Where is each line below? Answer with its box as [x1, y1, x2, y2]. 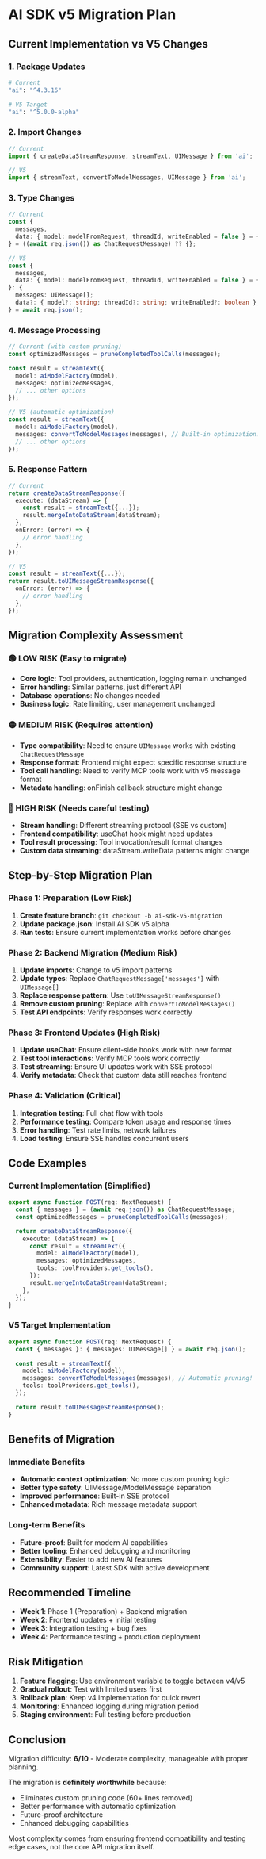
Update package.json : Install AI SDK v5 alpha [19, 918, 170, 929]
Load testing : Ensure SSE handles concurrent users [19, 1133, 189, 1143]
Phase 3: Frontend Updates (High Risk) [8, 1027, 161, 1038]
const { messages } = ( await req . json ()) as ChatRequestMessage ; [15, 1205, 236, 1214]
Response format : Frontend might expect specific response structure [19, 757, 247, 767]
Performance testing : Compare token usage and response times [19, 1117, 232, 1126]
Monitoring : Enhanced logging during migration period [19, 1701, 199, 1711]
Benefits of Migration [8, 1433, 116, 1447]
